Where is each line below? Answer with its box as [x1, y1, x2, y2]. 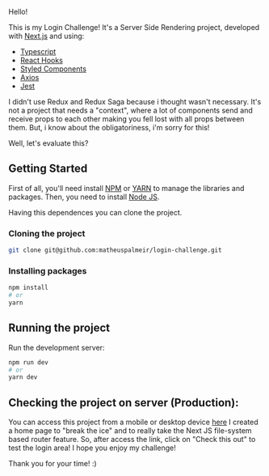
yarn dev [8, 373, 38, 381]
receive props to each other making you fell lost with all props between [8, 114, 245, 124]
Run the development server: [8, 342, 105, 352]
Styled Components [19, 64, 87, 74]
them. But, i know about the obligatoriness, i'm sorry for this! [8, 123, 210, 132]
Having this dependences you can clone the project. [8, 207, 183, 217]
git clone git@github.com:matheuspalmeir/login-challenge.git [8, 246, 222, 254]
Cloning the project [8, 227, 86, 239]
